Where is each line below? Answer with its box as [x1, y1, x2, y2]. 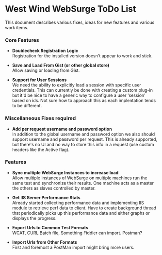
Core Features [5, 36, 39, 43]
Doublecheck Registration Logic [12, 48, 79, 54]
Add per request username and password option [12, 126, 113, 132]
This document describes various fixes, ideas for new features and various [5, 19, 155, 25]
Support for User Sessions [12, 77, 67, 83]
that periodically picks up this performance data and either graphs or [12, 210, 150, 216]
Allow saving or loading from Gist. [12, 68, 80, 73]
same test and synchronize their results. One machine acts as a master [12, 180, 154, 186]
